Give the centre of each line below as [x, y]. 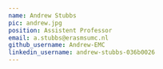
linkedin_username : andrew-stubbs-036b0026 [82, 52]
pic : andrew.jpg [35, 23]
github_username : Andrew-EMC [57, 45]
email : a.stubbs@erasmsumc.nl [59, 38]
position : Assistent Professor [60, 30]
